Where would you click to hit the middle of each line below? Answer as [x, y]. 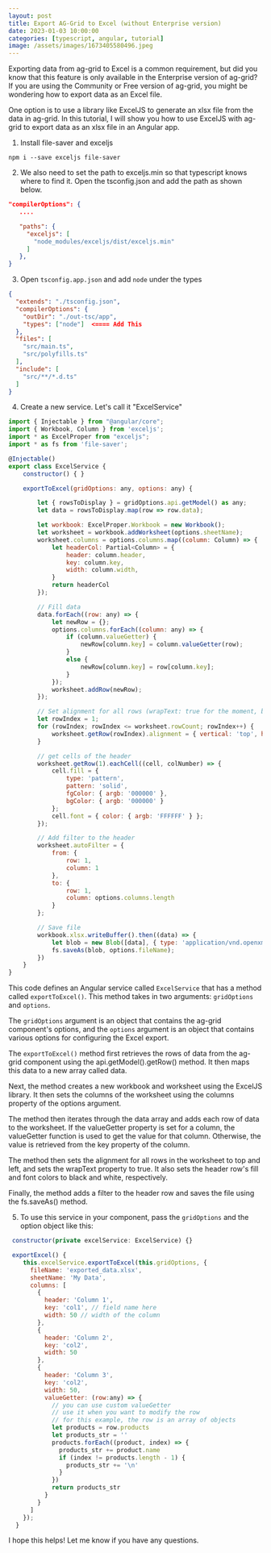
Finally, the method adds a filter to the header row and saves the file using [131, 1193]
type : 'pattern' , [95, 779]
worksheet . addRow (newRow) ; [97, 689]
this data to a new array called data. [68, 1071]
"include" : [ [38, 369]
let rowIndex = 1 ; [68, 719]
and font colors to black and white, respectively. [88, 1177]
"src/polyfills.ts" [56, 354]
